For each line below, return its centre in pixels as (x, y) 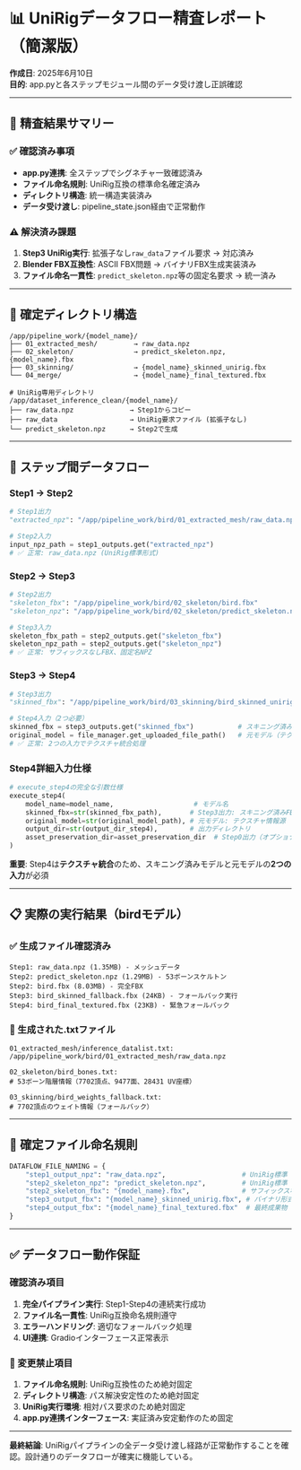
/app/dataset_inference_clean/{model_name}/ (94, 400)
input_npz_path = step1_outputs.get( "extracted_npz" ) (112, 545)
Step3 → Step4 (43, 675)
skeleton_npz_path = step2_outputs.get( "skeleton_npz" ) (116, 644)
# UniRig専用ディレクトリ (52, 392)
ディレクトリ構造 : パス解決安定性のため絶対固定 (111, 1395)
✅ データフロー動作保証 (75, 1255)
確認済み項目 (37, 1283)
